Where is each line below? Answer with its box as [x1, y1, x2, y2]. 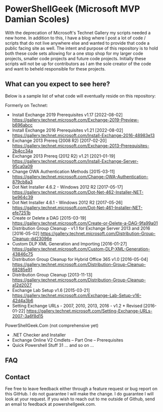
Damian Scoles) [5, 14, 70, 25]
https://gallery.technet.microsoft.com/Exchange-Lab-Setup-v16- [12, 292, 142, 298]
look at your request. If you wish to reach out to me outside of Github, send [5, 396, 155, 402]
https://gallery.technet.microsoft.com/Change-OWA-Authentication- [12, 173, 149, 179]
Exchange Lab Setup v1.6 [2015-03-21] [12, 287, 90, 293]
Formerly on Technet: [5, 102, 48, 108]
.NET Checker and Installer [12, 332, 66, 338]
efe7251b [12, 210, 31, 216]
